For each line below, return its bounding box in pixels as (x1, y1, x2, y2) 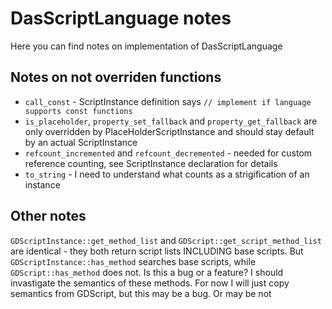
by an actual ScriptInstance (24, 136, 138, 148)
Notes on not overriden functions (10, 69, 222, 86)
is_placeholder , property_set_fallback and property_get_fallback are (24, 115, 318, 127)
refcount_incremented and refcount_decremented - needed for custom (24, 147, 313, 159)
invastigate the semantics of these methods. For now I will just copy (10, 277, 290, 289)
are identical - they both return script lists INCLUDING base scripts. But (10, 245, 304, 257)
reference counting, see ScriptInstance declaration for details (24, 157, 278, 169)
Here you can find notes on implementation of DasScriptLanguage (10, 40, 283, 52)
